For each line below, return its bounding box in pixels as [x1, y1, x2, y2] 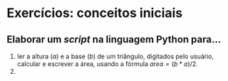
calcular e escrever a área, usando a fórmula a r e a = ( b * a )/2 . [16, 60, 199, 68]
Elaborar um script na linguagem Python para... [6, 33, 222, 45]
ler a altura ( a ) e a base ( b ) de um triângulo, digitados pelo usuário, [16, 52, 214, 60]
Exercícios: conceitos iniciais [6, 5, 183, 21]
